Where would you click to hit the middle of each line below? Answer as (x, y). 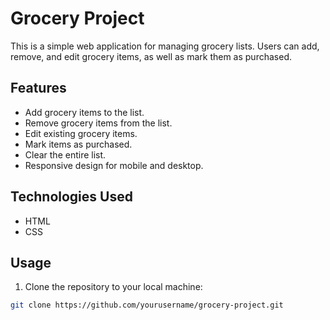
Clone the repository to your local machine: (113, 287)
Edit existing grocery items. (81, 133)
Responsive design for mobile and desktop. (114, 165)
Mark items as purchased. (78, 144)
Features (38, 88)
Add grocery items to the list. (84, 112)
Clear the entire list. (65, 154)
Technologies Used (71, 197)
